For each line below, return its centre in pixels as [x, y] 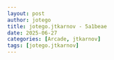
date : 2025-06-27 [32, 33]
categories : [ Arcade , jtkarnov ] [54, 39]
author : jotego [29, 20]
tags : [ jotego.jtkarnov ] [43, 46]
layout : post [26, 13]
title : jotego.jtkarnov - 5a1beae [57, 26]
